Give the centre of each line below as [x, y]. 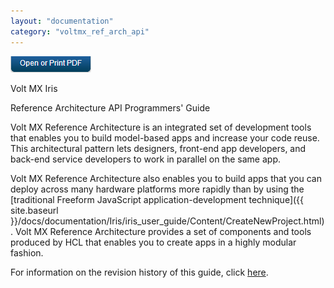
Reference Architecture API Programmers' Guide [110, 107]
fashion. [27, 252]
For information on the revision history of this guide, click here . [139, 272]
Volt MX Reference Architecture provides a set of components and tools [163, 231]
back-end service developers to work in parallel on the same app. [146, 159]
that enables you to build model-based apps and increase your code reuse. [165, 137]
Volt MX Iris [34, 88]
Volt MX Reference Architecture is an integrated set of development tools [161, 127]
